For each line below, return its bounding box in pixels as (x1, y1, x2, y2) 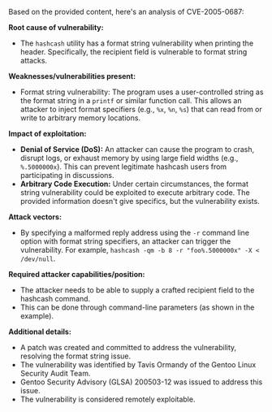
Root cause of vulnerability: (8, 23, 104, 32)
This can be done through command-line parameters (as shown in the (19, 302, 255, 312)
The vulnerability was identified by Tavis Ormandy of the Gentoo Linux (19, 360, 257, 369)
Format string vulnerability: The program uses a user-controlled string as (19, 87, 264, 97)
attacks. (19, 56, 47, 65)
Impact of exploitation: (8, 129, 87, 138)
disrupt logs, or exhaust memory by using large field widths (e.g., (19, 154, 239, 163)
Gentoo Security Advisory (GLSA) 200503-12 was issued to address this (19, 377, 263, 387)
